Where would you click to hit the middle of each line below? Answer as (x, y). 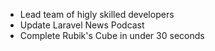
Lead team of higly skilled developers (97, 14)
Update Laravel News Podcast (82, 25)
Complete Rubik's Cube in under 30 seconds (112, 35)
